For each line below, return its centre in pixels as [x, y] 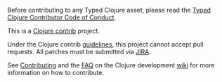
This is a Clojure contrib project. [54, 31]
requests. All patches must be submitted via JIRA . [79, 52]
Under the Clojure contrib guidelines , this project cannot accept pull [105, 44]
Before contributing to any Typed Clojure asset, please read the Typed [109, 10]
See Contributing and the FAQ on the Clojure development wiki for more [111, 65]
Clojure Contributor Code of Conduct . [62, 17]
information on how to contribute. [55, 73]
